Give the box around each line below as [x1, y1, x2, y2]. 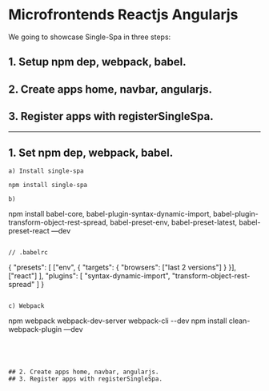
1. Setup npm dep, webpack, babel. [8, 55, 187, 69]
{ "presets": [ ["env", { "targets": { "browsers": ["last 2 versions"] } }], [8, 262, 237, 273]
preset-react [8, 226, 50, 236]
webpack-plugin [8, 325, 62, 334]
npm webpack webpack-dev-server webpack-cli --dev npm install [8, 316, 227, 325]
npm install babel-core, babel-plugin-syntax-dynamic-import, [8, 209, 212, 219]
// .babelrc [8, 249, 48, 257]
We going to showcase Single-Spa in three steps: [8, 32, 171, 42]
